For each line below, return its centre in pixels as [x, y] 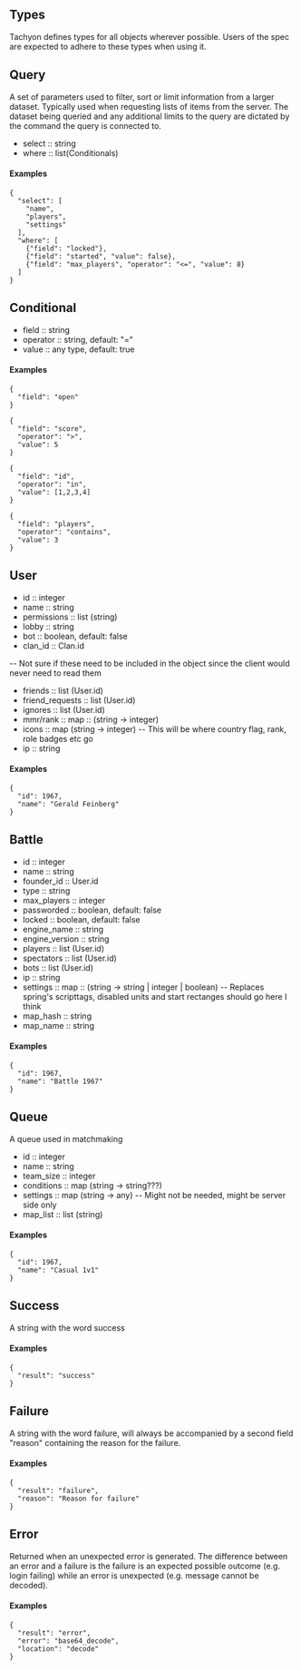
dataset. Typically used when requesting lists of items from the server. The [149, 106]
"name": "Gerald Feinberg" [68, 804]
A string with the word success [67, 1327]
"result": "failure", [58, 1490]
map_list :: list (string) [63, 1214]
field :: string [46, 329]
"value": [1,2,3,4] [54, 492]
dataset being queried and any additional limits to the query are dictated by [150, 116]
